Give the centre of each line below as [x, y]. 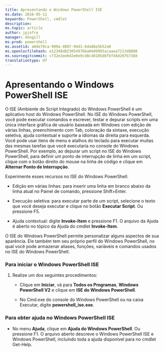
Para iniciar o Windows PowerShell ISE [52, 264]
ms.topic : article [24, 28]
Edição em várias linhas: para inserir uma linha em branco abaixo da [81, 186]
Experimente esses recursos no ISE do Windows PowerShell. [67, 177]
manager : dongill [23, 38]
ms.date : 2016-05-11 [26, 14]
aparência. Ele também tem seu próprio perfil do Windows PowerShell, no [80, 241]
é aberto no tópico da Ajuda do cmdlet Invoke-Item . [65, 226]
